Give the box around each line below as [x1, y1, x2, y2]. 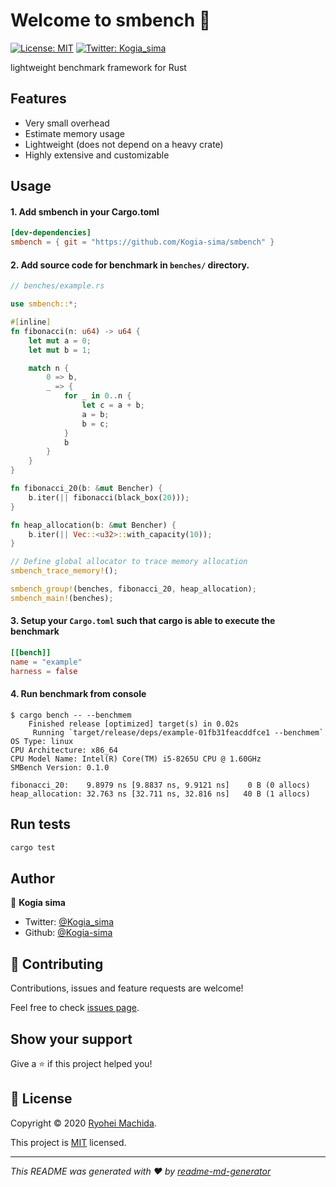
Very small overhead [24, 117, 110, 129]
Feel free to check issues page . [10, 1002, 140, 1014]
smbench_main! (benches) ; [10, 593, 114, 603]
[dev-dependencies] [10, 228, 92, 238]
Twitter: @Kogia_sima [24, 916, 115, 928]
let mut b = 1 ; [28, 345, 92, 355]
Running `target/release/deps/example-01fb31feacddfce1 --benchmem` [32, 727, 325, 738]
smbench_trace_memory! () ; [10, 566, 118, 576]
